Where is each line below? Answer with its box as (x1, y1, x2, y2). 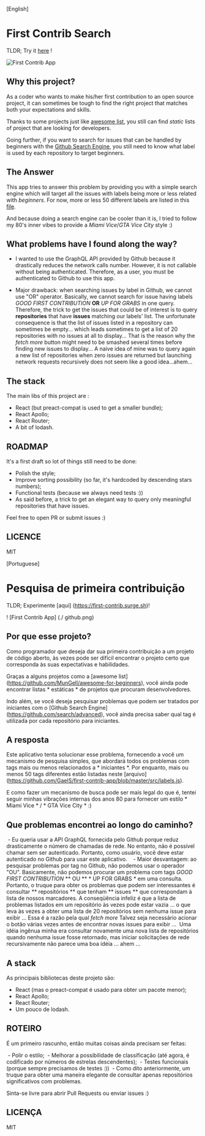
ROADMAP (6, 441, 48, 452)
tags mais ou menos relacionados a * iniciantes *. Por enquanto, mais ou (6, 764, 188, 771)
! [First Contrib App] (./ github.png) (6, 613, 94, 621)
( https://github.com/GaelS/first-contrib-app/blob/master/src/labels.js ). (6, 777, 184, 784)
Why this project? (6, 77, 75, 87)
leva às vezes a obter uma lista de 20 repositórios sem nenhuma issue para (6, 907, 196, 915)
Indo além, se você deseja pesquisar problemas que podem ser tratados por (6, 697, 199, 704)
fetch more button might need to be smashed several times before (15, 338, 182, 346)
